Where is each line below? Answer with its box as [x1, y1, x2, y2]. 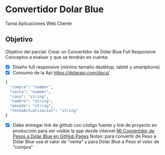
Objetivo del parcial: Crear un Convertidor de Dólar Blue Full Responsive [5, 48, 156, 54]
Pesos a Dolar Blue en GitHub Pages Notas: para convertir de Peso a [12, 133, 156, 139]
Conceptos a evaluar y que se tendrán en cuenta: [5, 54, 109, 60]
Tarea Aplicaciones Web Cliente [5, 20, 72, 26]
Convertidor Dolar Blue [5, 4, 104, 15]
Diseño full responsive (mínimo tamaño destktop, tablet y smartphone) [12, 64, 160, 70]
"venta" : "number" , [10, 89, 51, 95]
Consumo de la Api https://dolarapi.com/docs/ [12, 70, 110, 76]
